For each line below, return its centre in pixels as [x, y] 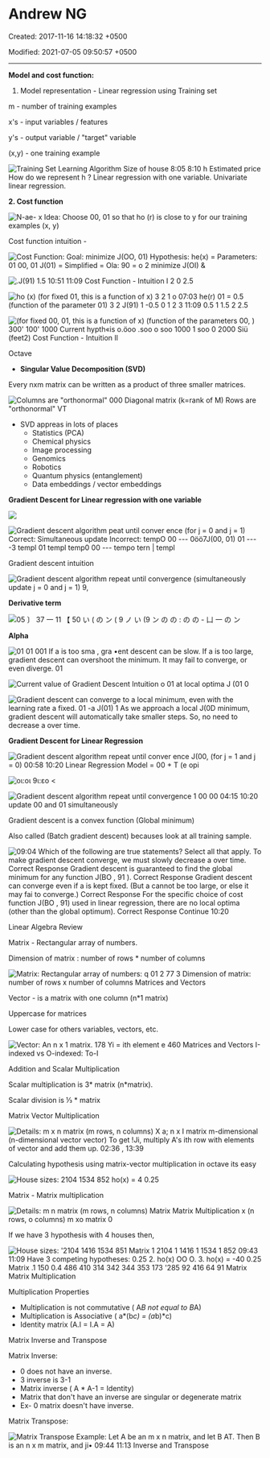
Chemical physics [61, 441]
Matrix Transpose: [39, 1421]
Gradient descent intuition [51, 563]
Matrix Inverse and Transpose [58, 1340]
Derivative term [35, 603]
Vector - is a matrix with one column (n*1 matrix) [88, 997]
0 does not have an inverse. [66, 1371]
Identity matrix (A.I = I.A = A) [67, 1324]
